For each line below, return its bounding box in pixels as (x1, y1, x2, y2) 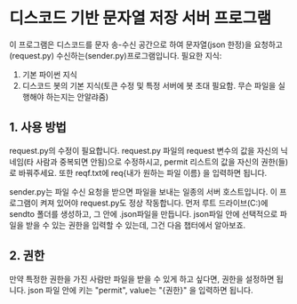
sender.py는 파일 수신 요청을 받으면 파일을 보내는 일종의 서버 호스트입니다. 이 (9, 186, 278, 196)
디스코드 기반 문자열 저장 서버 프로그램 (9, 8, 272, 28)
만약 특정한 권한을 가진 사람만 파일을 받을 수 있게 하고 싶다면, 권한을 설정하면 (9, 273, 275, 284)
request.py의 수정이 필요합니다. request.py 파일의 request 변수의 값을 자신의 (9, 145, 279, 156)
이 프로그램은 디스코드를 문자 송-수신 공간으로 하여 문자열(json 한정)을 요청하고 (9, 39, 283, 50)
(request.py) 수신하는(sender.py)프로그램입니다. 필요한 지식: (9, 50, 222, 60)
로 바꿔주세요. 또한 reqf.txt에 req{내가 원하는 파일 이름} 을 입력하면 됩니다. (9, 167, 268, 178)
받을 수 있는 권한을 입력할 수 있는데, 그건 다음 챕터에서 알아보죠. (25, 220, 246, 230)
